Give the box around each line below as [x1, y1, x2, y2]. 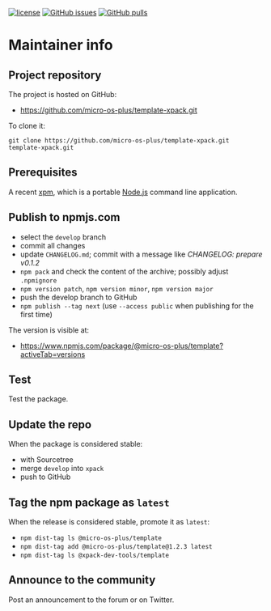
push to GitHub [19, 472, 71, 482]
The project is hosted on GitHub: [8, 90, 117, 99]
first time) [19, 309, 53, 319]
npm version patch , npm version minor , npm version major [19, 283, 214, 293]
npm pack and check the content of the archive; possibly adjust [19, 266, 229, 276]
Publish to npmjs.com [8, 210, 121, 224]
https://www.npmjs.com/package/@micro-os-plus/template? [19, 341, 224, 350]
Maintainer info [8, 36, 113, 54]
